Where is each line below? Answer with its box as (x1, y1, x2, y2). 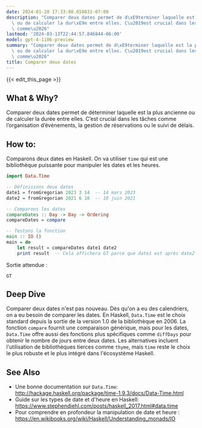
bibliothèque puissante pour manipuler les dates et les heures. (6, 162, 161, 169)
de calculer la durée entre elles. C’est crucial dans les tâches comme (6, 115, 177, 123)
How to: (6, 139, 36, 149)
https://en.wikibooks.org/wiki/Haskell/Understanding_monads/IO (14, 415, 176, 423)
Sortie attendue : (6, 261, 48, 268)
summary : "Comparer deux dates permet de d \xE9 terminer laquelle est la (6, 43, 192, 49)
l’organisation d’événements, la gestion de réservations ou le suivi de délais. (6, 121, 194, 129)
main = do (6, 239, 31, 245)
